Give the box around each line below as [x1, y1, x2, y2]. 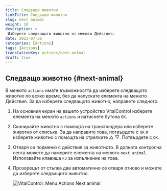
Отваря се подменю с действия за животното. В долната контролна [12, 144, 162, 151]
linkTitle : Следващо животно [5, 12, 67, 17]
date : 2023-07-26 [5, 36, 42, 41]
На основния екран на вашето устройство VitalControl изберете [12, 108, 153, 114]
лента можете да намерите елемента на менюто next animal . [12, 150, 147, 156]
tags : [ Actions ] [5, 45, 40, 51]
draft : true [5, 55, 31, 60]
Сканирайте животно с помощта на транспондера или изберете [12, 124, 153, 130]
